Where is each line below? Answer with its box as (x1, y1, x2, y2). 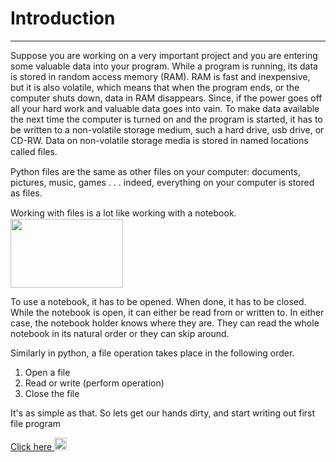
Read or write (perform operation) (24, 377, 165, 389)
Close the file (24, 387, 80, 399)
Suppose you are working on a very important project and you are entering (10, 49, 318, 61)
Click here (10, 440, 53, 452)
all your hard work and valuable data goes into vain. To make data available (10, 102, 320, 114)
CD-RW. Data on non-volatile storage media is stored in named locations (10, 134, 309, 146)
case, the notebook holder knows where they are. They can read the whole (10, 317, 320, 329)
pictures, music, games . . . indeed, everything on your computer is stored (10, 176, 315, 188)
